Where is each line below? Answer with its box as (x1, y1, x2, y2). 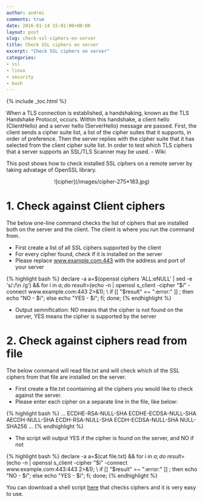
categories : (6, 55, 36, 61)
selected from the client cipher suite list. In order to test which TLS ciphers (6, 141, 193, 149)
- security (6, 73, 34, 80)
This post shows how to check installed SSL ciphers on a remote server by (6, 160, 193, 167)
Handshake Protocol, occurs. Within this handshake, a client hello (6, 116, 170, 123)
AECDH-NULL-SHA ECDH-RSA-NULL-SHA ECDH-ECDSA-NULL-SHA (6, 416, 179, 424)
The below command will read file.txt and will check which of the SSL (6, 367, 180, 375)
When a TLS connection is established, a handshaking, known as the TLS (6, 109, 190, 117)
